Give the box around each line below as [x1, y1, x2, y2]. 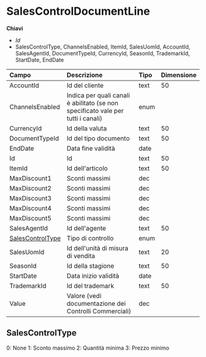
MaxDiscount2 [9, 184, 52, 192]
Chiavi [6, 25, 23, 32]
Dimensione [161, 71, 197, 79]
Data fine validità [66, 144, 115, 152]
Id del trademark [66, 281, 115, 290]
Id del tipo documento [66, 134, 130, 143]
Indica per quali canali [66, 91, 130, 100]
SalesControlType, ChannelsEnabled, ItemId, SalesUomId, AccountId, [15, 43, 191, 50]
